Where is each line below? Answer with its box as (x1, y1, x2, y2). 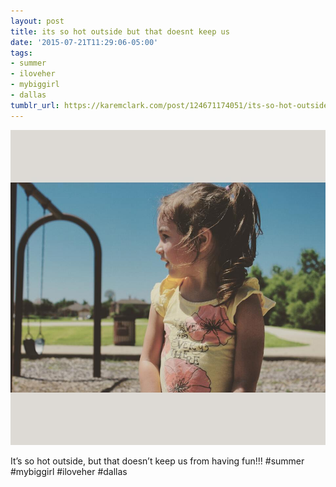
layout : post (10, 16, 65, 26)
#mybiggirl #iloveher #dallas (10, 465, 128, 477)
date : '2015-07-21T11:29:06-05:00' (10, 37, 159, 47)
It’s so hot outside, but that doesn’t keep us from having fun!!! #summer (10, 455, 305, 467)
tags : (10, 48, 33, 58)
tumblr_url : (10, 100, 60, 110)
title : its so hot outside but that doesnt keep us (10, 26, 230, 37)
